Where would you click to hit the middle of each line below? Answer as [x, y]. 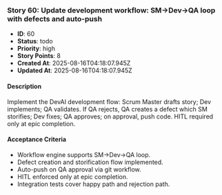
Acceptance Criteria [37, 139]
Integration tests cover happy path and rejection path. [93, 184]
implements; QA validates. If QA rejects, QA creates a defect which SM [108, 109]
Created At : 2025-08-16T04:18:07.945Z [74, 63]
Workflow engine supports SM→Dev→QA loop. [84, 154]
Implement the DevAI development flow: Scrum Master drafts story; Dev [109, 101]
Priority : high [36, 49]
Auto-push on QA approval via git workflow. [79, 169]
